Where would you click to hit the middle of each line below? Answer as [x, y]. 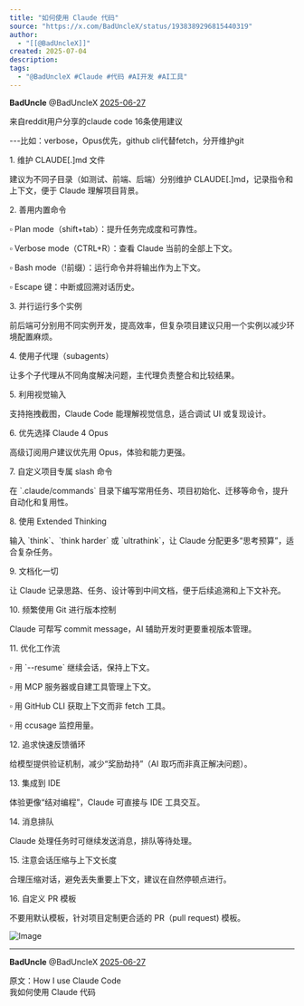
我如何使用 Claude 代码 [53, 991]
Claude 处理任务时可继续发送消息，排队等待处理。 [103, 840]
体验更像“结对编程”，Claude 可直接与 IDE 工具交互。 [107, 802]
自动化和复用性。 [41, 502]
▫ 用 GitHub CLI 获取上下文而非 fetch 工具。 [90, 706]
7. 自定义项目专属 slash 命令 [61, 471]
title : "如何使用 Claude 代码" [64, 18]
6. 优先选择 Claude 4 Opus [59, 432]
